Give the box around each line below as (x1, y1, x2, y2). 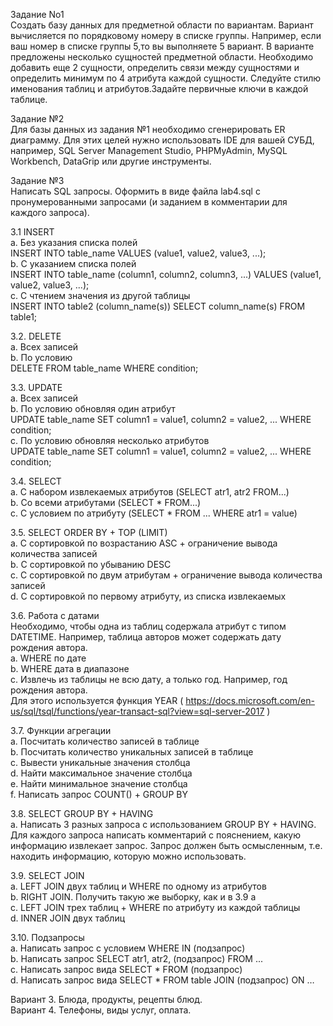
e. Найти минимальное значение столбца (10, 778, 188, 789)
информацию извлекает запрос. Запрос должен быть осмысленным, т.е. (10, 840, 323, 851)
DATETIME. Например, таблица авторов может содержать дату (10, 631, 282, 643)
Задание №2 (10, 113, 65, 124)
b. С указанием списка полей (10, 258, 137, 269)
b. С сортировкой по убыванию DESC (10, 559, 172, 570)
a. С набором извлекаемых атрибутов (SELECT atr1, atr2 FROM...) (10, 486, 290, 498)
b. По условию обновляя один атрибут (10, 403, 176, 414)
